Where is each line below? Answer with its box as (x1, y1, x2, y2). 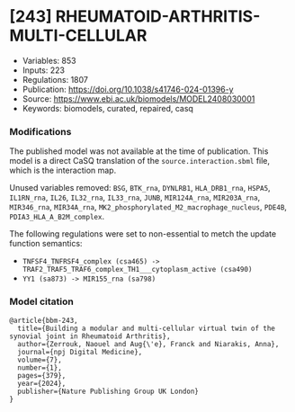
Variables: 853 (22, 55, 76, 66)
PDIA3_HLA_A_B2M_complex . (9, 211, 105, 222)
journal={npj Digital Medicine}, (17, 347, 143, 356)
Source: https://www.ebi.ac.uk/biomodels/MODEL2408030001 (22, 93, 255, 104)
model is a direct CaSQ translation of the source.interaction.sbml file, (9, 156, 271, 166)
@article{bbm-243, (9, 316, 78, 325)
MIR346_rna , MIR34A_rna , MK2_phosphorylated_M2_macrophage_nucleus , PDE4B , (9, 202, 288, 212)
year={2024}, (17, 379, 67, 388)
